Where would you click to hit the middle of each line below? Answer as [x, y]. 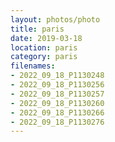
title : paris [37, 29]
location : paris [44, 47]
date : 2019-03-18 [46, 38]
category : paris [44, 57]
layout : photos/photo [55, 19]
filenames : [33, 66]
